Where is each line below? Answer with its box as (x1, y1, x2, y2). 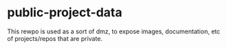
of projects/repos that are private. (7, 34, 103, 42)
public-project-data (7, 5, 122, 20)
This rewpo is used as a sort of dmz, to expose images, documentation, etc (7, 27, 221, 35)
